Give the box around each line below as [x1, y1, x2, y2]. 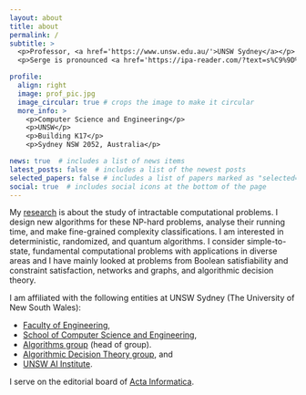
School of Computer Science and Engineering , [22, 329, 198, 340]
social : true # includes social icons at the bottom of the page [9, 182, 267, 192]
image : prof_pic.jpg [17, 88, 96, 99]
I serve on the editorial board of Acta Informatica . [9, 376, 194, 388]
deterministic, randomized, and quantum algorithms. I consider [9, 236, 246, 247]
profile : [9, 72, 43, 82]
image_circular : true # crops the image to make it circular [17, 98, 255, 107]
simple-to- [247, 236, 287, 247]
